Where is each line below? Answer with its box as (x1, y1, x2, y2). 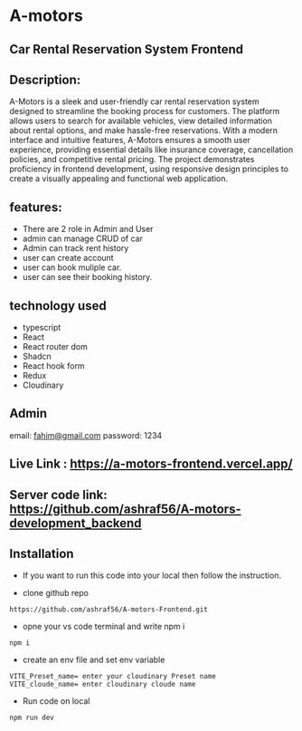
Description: (9, 72, 81, 87)
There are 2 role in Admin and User (22, 224, 154, 235)
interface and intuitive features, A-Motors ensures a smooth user (9, 135, 251, 146)
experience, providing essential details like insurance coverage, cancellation (9, 144, 294, 155)
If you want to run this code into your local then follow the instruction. (22, 570, 282, 581)
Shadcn (22, 351, 52, 362)
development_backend (9, 515, 142, 531)
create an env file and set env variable (22, 654, 165, 666)
